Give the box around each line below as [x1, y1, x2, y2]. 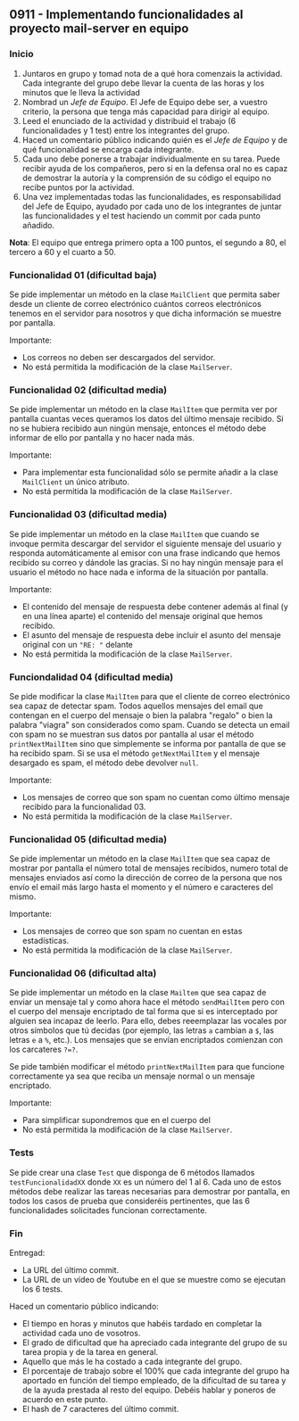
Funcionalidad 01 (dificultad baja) [9, 269, 158, 281]
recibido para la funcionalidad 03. [21, 801, 146, 812]
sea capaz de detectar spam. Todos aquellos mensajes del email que [9, 700, 263, 711]
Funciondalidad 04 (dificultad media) [9, 671, 174, 683]
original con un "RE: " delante [21, 639, 134, 649]
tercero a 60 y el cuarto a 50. [9, 246, 116, 257]
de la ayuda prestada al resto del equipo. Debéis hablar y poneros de [21, 1384, 277, 1395]
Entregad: [9, 1248, 46, 1259]
